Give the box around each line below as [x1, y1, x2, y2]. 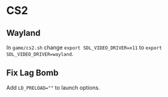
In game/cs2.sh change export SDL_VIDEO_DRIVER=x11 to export [6, 44, 163, 51]
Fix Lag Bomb [6, 68, 59, 78]
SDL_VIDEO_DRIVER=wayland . [6, 50, 74, 58]
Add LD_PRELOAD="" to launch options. [6, 84, 100, 91]
